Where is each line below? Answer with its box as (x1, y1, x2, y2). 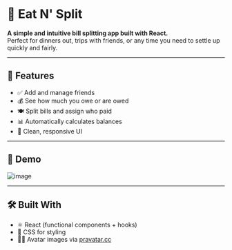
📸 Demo (7, 154, 41, 165)
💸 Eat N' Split (7, 6, 83, 22)
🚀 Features (7, 70, 55, 82)
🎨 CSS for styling (17, 228, 66, 236)
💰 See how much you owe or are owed (17, 96, 129, 105)
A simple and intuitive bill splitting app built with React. (7, 29, 168, 37)
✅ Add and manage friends (17, 88, 95, 96)
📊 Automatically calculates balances (17, 117, 122, 125)
